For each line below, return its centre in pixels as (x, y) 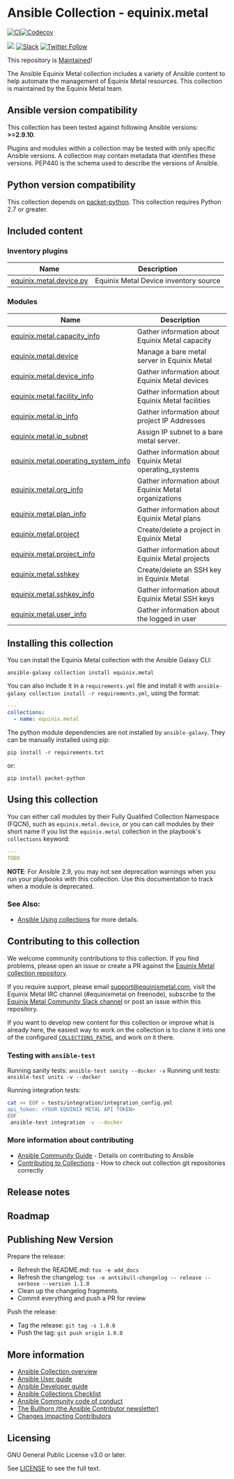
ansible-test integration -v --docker (67, 1122)
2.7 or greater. (28, 209)
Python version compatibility (71, 185)
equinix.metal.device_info (52, 376)
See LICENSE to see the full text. (54, 1468)
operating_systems (168, 469)
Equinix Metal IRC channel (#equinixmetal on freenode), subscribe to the (111, 994)
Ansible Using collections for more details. (78, 919)
